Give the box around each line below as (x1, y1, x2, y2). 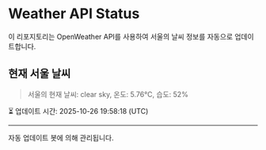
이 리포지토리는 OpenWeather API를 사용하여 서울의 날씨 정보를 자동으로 (8, 32, 234, 41)
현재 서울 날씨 (8, 67, 71, 81)
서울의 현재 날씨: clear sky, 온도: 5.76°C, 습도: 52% (27, 89, 188, 99)
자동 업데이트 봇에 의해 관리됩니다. (8, 133, 114, 142)
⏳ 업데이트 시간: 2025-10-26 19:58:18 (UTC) (8, 106, 149, 115)
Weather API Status (8, 5, 140, 23)
